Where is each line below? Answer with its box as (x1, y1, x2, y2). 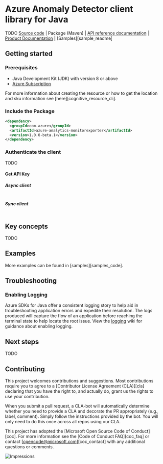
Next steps (5, 337, 39, 346)
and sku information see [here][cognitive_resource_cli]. (5, 95, 116, 101)
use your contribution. (5, 394, 50, 400)
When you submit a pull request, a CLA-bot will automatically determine (5, 403, 150, 409)
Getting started (5, 50, 53, 58)
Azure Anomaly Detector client (5, 3, 134, 15)
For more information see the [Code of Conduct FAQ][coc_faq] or (18, 434, 150, 439)
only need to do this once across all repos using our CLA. (5, 419, 121, 425)
